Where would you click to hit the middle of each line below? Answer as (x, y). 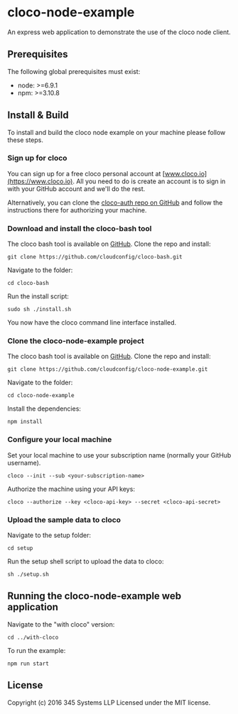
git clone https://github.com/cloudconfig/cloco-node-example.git (108, 369)
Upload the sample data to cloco (64, 519)
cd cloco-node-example (41, 396)
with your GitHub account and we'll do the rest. (76, 188)
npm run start (28, 664)
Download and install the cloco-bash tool (80, 228)
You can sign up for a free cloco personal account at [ (86, 173)
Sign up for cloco (37, 158)
